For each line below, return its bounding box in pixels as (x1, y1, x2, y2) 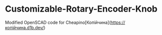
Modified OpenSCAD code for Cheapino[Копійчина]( (5, 19, 111, 25)
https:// (111, 19, 125, 25)
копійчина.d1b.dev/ (5, 24, 44, 30)
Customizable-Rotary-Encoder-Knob (5, 3, 158, 15)
